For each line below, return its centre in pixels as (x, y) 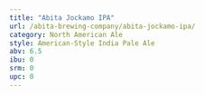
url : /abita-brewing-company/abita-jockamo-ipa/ (102, 26)
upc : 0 (22, 77)
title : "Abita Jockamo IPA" (62, 18)
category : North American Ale (66, 34)
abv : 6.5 (26, 52)
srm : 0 (22, 69)
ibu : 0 (22, 60)
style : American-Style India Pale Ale (82, 43)
